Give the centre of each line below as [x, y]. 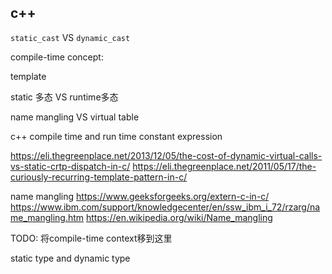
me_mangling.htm [47, 217]
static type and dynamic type [70, 258]
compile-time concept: [57, 57]
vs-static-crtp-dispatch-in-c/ [70, 166]
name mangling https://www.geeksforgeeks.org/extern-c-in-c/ [140, 196]
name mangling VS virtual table [75, 117]
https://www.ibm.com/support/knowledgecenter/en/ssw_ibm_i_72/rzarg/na [165, 207]
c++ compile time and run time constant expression [116, 136]
